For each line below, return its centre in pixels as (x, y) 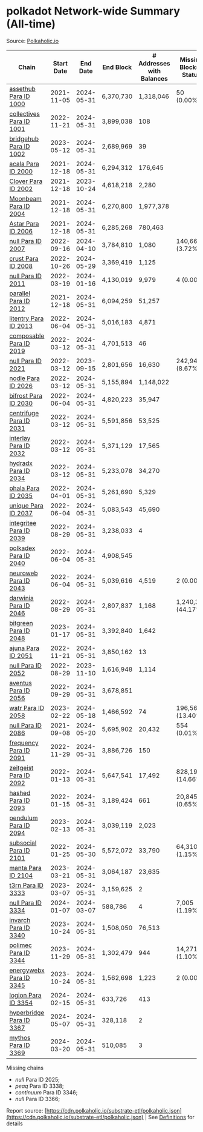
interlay (20, 438)
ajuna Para (24, 648)
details (14, 1124)
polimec (21, 945)
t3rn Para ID (26, 885)
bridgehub (24, 139)
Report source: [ (27, 1110)
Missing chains (25, 1068)
